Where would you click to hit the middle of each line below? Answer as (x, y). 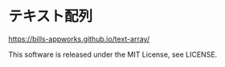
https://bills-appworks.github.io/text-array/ (79, 39)
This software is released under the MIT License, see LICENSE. (113, 54)
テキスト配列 (51, 16)
